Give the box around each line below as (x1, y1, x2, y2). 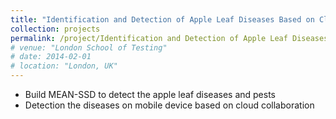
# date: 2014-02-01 (10, 52, 92, 62)
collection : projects (10, 24, 101, 34)
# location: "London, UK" (10, 61, 118, 71)
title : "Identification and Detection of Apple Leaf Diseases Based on (10, 14, 315, 25)
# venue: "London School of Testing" (10, 42, 168, 53)
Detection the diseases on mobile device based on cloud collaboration (24, 99, 315, 111)
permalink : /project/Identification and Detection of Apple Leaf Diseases (10, 33, 329, 43)
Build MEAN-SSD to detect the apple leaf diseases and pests (24, 89, 276, 100)
